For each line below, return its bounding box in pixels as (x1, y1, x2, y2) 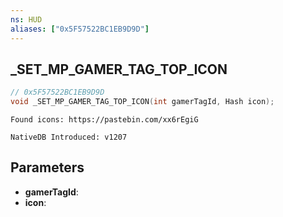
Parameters (10, 159, 85, 176)
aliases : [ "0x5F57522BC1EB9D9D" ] (10, 24, 150, 34)
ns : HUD (10, 14, 43, 25)
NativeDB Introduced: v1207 (10, 132, 128, 143)
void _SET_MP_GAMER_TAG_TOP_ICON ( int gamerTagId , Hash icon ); (10, 97, 275, 107)
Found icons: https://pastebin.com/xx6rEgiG (10, 115, 199, 125)
